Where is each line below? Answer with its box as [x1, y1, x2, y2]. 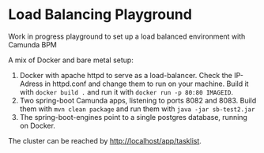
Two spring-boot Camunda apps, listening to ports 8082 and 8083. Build [19, 95, 257, 105]
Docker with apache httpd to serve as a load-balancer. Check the [19, 70, 233, 80]
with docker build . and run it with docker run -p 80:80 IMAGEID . [19, 87, 233, 96]
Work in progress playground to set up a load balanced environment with [8, 32, 246, 41]
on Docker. [19, 121, 55, 130]
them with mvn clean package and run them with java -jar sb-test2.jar [19, 104, 255, 114]
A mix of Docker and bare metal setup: [8, 55, 134, 65]
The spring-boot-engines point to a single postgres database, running [19, 112, 247, 121]
